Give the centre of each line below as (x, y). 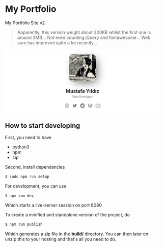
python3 (21, 147)
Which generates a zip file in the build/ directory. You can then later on (77, 234)
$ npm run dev (20, 196)
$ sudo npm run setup (27, 177)
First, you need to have (28, 138)
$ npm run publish (24, 225)
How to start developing (42, 125)
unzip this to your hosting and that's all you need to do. (61, 239)
